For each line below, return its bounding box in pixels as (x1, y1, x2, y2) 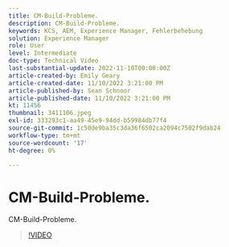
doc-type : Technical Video (8, 57, 99, 65)
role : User (8, 42, 45, 50)
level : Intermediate (8, 49, 78, 57)
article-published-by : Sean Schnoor (8, 86, 131, 95)
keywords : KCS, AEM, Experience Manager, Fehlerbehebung (8, 27, 203, 35)
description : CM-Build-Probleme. (8, 19, 121, 27)
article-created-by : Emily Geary (8, 72, 121, 80)
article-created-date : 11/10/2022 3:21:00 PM (8, 79, 163, 87)
